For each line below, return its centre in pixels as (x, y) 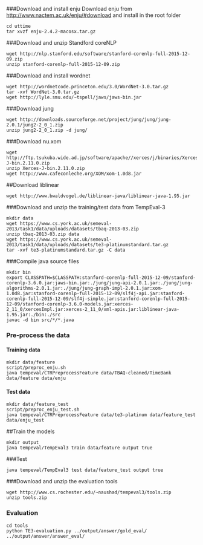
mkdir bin (19, 272)
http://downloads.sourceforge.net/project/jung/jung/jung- (95, 120)
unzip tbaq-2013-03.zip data (43, 234)
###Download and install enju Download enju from (69, 9)
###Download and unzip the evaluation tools (62, 481)
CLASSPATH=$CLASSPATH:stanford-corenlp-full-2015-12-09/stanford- (111, 278)
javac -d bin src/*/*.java (40, 320)
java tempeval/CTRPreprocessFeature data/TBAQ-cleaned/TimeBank (89, 373)
